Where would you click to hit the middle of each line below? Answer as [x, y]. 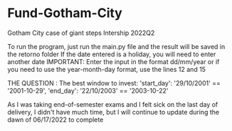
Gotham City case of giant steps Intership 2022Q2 [81, 33]
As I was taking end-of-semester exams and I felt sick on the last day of [113, 104]
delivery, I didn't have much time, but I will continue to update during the [113, 112]
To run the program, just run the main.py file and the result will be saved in [116, 46]
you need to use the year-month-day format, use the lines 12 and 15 [107, 69]
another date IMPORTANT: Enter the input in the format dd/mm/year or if [114, 61]
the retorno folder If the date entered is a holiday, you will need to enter [112, 54]
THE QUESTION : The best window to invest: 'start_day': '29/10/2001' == [114, 83]
